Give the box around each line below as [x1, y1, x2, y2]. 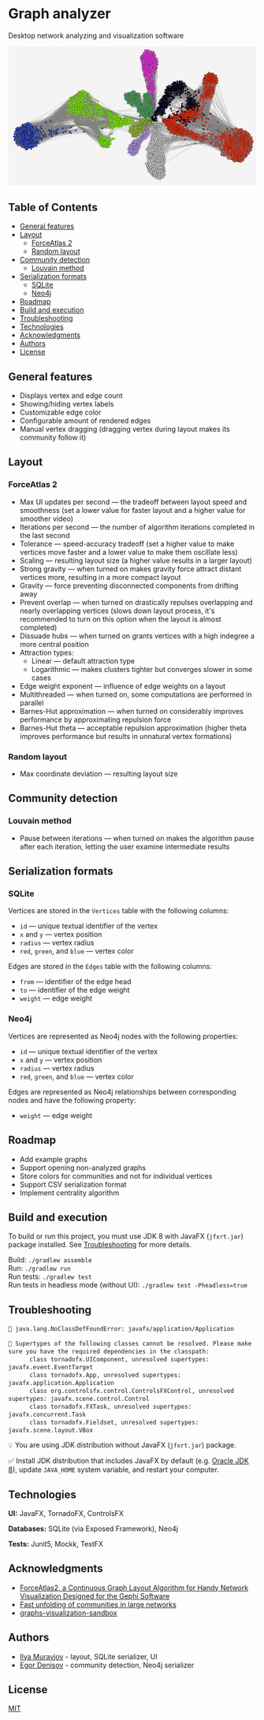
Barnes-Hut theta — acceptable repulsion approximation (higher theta [19, 723, 247, 733]
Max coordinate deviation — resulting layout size [19, 769, 178, 778]
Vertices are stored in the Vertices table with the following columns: [8, 906, 229, 916]
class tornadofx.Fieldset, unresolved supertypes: [28, 1419, 199, 1427]
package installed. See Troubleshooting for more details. [8, 1240, 192, 1250]
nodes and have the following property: [8, 1095, 136, 1105]
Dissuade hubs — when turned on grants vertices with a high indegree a [19, 631, 255, 641]
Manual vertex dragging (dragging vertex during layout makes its [19, 425, 230, 434]
